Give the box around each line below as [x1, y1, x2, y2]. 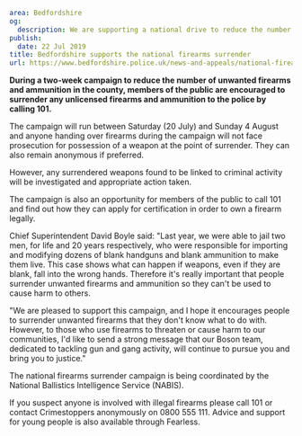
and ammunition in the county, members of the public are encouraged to [9, 85, 286, 95]
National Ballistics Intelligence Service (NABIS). [9, 380, 184, 391]
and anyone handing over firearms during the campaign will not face [9, 130, 263, 141]
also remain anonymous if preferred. [9, 149, 145, 161]
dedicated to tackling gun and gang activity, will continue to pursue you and [9, 343, 290, 354]
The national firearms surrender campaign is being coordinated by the [9, 370, 270, 381]
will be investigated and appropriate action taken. [9, 176, 192, 188]
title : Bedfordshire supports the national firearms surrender [9, 50, 252, 59]
